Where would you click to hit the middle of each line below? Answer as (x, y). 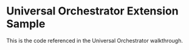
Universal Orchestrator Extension (92, 11)
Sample (26, 24)
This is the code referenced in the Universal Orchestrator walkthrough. (95, 40)
